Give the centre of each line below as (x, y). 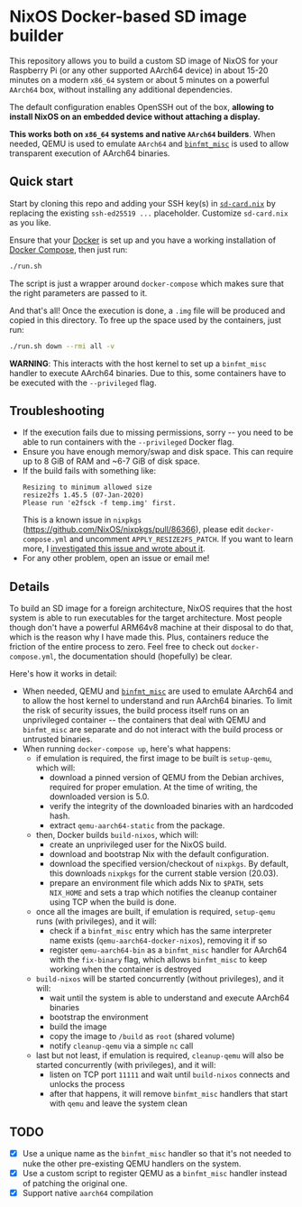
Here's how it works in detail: (63, 674)
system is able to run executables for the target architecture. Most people (146, 618)
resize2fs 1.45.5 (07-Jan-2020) (83, 495)
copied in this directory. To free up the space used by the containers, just (146, 320)
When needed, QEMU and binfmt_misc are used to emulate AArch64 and (158, 691)
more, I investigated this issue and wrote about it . (114, 548)
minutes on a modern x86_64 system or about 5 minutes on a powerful (139, 79)
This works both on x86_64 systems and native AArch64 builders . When (142, 134)
